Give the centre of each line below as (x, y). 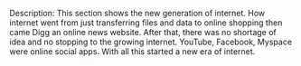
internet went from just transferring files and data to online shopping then (146, 23)
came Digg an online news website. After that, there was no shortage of (143, 32)
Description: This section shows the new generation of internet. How (137, 13)
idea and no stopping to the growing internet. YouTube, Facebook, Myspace (150, 42)
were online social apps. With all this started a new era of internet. (132, 52)
